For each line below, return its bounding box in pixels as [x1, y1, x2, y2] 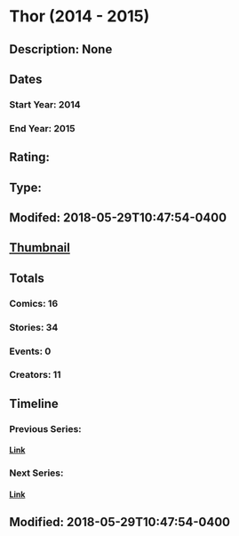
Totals [9, 270, 44, 285]
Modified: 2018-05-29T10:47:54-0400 [9, 515, 231, 530]
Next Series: [9, 467, 64, 479]
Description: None [9, 42, 113, 57]
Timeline [9, 396, 60, 411]
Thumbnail [9, 240, 71, 255]
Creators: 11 [9, 369, 61, 381]
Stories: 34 [9, 321, 59, 333]
